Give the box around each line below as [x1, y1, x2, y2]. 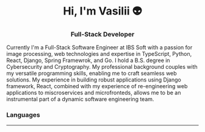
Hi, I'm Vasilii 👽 [63, 4, 142, 18]
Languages [6, 111, 41, 119]
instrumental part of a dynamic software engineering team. [6, 96, 154, 103]
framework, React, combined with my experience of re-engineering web [6, 83, 188, 90]
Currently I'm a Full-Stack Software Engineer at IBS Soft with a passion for [6, 44, 193, 51]
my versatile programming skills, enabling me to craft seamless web [6, 70, 177, 77]
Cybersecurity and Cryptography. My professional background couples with [6, 63, 198, 71]
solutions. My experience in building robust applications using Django [6, 76, 181, 83]
